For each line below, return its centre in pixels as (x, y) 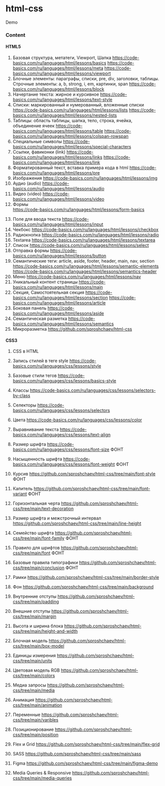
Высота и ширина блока (38, 626)
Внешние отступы (31, 611)
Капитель (23, 489)
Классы (21, 390)
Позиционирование (33, 729)
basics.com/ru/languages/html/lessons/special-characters (72, 147)
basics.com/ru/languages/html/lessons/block (58, 89)
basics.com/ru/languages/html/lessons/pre (56, 173)
